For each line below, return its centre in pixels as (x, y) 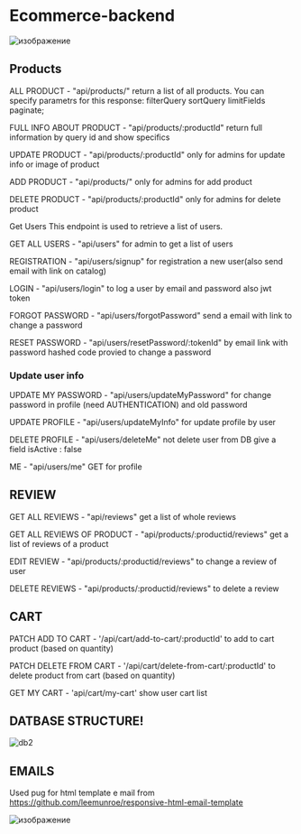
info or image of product (55, 164)
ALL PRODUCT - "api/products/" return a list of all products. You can (137, 90)
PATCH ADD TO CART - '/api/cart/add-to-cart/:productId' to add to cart (142, 638)
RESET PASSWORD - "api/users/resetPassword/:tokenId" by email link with (149, 342)
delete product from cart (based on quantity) (92, 675)
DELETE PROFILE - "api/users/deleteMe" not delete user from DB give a (143, 440)
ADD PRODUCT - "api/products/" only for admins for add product (131, 181)
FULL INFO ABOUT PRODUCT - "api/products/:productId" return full (136, 127)
